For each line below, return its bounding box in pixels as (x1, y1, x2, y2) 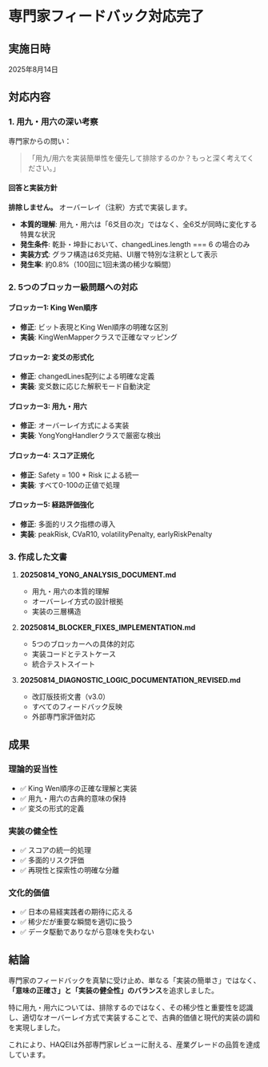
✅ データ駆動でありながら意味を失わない (19, 927, 154, 937)
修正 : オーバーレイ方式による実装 (19, 420, 130, 430)
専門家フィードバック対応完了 (8, 7, 205, 26)
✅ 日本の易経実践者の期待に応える (19, 907, 134, 917)
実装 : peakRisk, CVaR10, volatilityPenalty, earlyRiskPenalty (19, 529, 213, 538)
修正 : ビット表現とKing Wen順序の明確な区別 (19, 323, 169, 332)
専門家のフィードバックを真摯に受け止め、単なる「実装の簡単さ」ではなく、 (8, 976, 261, 985)
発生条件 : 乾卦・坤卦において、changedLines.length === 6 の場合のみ (19, 239, 250, 249)
